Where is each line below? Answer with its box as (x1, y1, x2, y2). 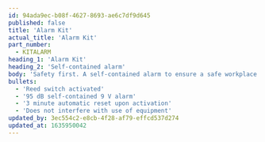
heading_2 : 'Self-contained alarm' (8, 63, 126, 71)
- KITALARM (15, 48, 52, 56)
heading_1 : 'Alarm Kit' (8, 56, 87, 64)
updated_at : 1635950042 (8, 121, 87, 129)
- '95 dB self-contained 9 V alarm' (15, 92, 136, 100)
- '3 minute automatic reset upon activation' (15, 99, 172, 107)
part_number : (8, 41, 52, 49)
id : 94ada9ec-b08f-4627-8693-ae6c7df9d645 (8, 11, 151, 20)
